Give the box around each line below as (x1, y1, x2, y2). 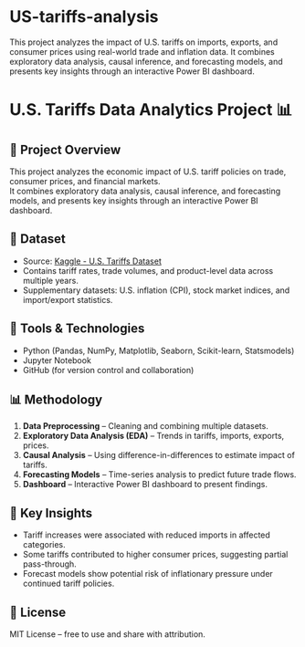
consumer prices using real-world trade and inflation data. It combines (9, 46, 276, 57)
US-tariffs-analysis (9, 6, 159, 27)
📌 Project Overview (9, 141, 121, 157)
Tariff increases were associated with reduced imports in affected (22, 529, 271, 540)
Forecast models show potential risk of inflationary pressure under (22, 569, 274, 579)
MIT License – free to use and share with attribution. (9, 629, 205, 640)
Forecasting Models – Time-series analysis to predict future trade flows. (22, 469, 297, 480)
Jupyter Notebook (22, 354, 91, 366)
